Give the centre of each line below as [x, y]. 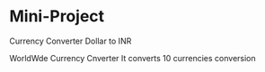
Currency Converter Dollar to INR [71, 41]
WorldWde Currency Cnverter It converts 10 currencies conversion [132, 58]
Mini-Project [57, 16]
